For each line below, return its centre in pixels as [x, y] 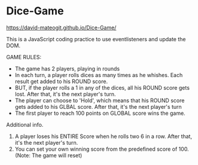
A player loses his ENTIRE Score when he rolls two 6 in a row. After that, [103, 136]
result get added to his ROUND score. [61, 81]
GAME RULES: [24, 57]
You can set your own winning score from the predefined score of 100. [102, 149]
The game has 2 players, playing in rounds [67, 68]
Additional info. [25, 124]
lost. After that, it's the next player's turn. [65, 94]
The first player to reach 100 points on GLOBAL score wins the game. [100, 113]
